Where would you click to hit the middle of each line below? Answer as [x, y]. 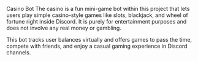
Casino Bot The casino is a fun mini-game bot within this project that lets [98, 9]
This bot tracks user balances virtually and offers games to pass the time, [99, 40]
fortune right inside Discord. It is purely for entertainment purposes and [97, 21]
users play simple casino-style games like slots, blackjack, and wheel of [97, 15]
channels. [19, 53]
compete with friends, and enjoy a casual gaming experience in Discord [97, 46]
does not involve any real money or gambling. [64, 28]
